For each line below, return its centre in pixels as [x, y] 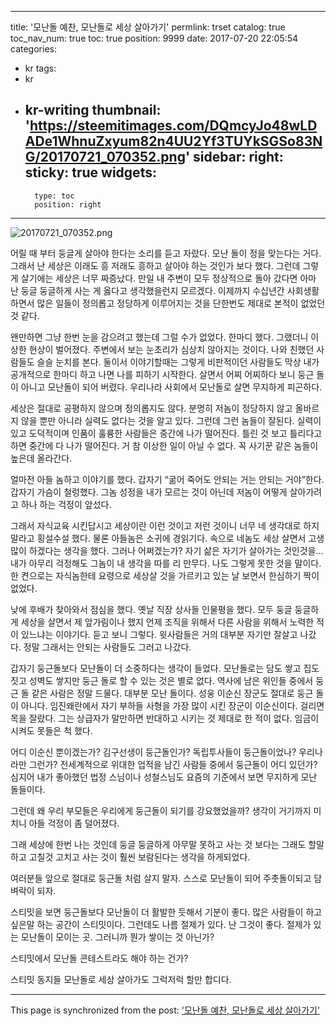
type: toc [54, 196]
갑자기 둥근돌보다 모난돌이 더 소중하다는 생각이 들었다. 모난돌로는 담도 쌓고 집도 [165, 668]
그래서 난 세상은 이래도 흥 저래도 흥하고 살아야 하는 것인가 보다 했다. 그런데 [155, 265]
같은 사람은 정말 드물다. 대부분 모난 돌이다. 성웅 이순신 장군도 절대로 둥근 [172, 693]
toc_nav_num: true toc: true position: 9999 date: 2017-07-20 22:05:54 [154, 38]
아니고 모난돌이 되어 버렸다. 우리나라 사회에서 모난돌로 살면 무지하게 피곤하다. [171, 387]
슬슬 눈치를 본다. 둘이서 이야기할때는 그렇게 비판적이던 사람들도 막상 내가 [178, 362]
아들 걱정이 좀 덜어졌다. [74, 823]
